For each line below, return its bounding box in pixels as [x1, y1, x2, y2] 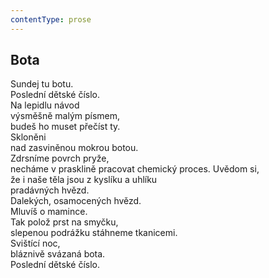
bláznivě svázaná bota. [10, 248, 106, 260]
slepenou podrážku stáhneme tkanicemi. [10, 227, 178, 239]
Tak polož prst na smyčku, [10, 216, 119, 228]
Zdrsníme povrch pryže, [10, 152, 110, 165]
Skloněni [10, 131, 47, 143]
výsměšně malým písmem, [10, 110, 121, 122]
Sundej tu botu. [10, 78, 74, 90]
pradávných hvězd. [10, 184, 90, 196]
